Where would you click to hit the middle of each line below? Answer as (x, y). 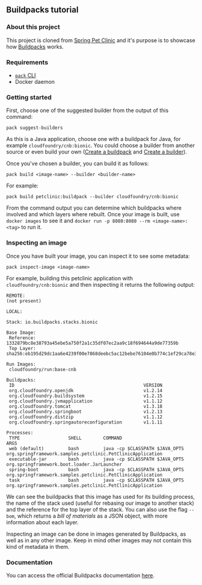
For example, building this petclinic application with (70, 278)
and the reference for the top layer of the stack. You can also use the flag (97, 509)
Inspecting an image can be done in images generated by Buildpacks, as (96, 534)
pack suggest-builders (35, 128)
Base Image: (21, 333)
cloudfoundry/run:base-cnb (43, 369)
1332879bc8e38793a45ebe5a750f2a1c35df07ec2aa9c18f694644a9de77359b (93, 343)
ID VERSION (86, 385)
